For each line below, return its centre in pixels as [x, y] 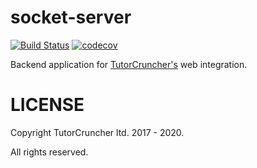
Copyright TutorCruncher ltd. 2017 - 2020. [97, 132]
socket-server [71, 17]
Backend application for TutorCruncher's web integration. [129, 64]
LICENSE [47, 105]
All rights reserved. [49, 152]
